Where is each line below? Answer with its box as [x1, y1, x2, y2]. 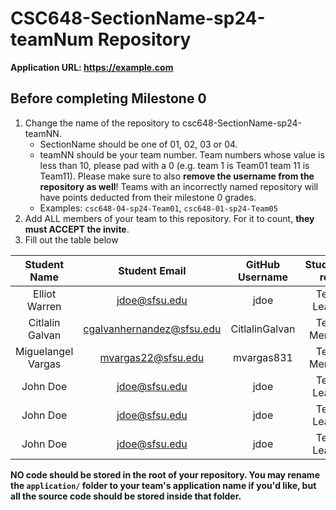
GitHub [245, 257, 281, 271]
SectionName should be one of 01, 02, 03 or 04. [39, 138, 238, 150]
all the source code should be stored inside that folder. [10, 490, 242, 502]
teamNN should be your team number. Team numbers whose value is [39, 148, 325, 161]
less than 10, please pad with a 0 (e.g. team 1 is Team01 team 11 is [39, 159, 310, 171]
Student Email [118, 263, 187, 277]
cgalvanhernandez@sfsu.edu [83, 322, 222, 336]
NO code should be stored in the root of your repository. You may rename [10, 468, 320, 481]
